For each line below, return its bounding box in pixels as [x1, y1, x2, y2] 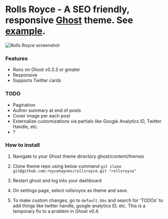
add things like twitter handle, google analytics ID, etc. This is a [12, 203, 146, 209]
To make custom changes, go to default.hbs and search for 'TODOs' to [12, 197, 163, 203]
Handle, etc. [12, 124, 39, 130]
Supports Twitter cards [12, 78, 61, 84]
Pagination [12, 102, 36, 108]
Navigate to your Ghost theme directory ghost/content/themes [12, 153, 145, 159]
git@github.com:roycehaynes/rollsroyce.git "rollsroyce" [12, 168, 137, 174]
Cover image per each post [12, 112, 70, 118]
